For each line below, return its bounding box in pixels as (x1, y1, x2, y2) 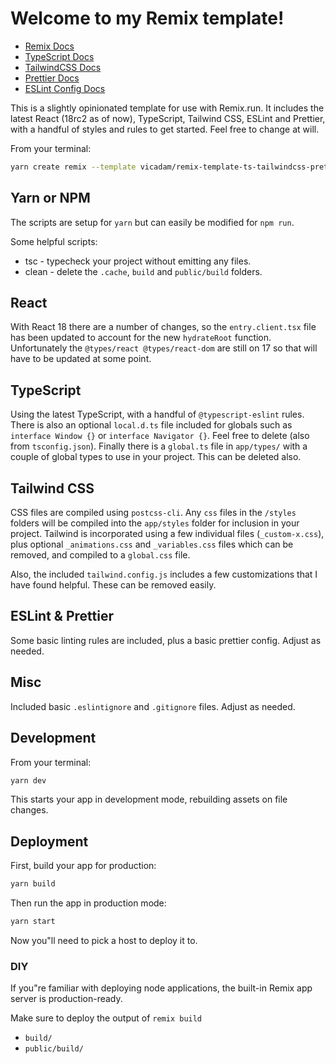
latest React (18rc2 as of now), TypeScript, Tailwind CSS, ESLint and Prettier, (10, 112, 326, 124)
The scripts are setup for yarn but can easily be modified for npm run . (10, 216, 295, 228)
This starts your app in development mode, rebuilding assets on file (10, 793, 288, 806)
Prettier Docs (24, 72, 80, 84)
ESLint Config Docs (24, 82, 106, 94)
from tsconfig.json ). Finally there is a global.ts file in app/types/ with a (10, 440, 308, 452)
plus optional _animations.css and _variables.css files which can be (10, 538, 294, 551)
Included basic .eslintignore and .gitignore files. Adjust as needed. (10, 700, 296, 712)
